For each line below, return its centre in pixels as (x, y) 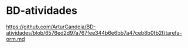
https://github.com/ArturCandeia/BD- (51, 27)
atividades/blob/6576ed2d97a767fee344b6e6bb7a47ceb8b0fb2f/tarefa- (94, 32)
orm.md (16, 39)
